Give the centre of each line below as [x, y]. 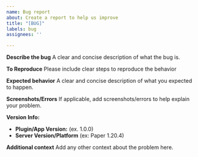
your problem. [24, 106]
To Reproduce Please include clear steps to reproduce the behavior [91, 69]
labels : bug [21, 29]
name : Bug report [28, 12]
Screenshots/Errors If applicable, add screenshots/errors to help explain [98, 99]
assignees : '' [24, 35]
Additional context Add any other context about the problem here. [90, 147]
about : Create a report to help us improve [62, 18]
